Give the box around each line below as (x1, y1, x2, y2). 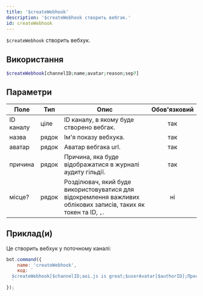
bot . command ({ (6, 256, 42, 263)
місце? (9, 192, 30, 201)
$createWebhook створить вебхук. (6, 37, 91, 44)
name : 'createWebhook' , (17, 262, 77, 268)
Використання (6, 54, 64, 64)
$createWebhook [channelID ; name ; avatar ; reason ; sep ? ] (6, 70, 139, 76)
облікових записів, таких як (63, 200, 145, 209)
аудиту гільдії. (63, 167, 106, 176)
